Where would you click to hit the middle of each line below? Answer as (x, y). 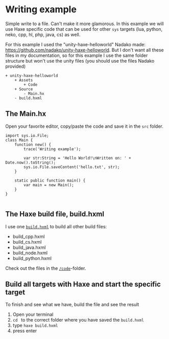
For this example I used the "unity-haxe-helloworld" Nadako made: (76, 44)
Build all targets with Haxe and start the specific (83, 284)
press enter (25, 331)
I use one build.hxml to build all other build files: (56, 226)
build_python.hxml (32, 258)
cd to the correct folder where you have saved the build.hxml (78, 320)
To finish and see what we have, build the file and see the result (72, 305)
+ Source (24, 89)
